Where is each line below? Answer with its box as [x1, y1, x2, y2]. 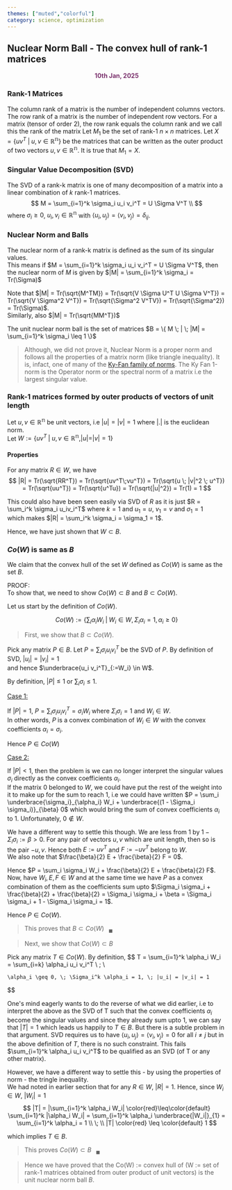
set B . [7, 568, 24, 577]
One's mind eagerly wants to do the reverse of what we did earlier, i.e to [7, 1000, 214, 1007]
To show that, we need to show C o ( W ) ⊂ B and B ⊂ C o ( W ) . [7, 588, 178, 597]
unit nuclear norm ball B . [24, 1175, 95, 1184]
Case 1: [7, 692, 28, 700]
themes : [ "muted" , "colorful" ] [7, 10, 95, 17]
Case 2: [7, 753, 30, 761]
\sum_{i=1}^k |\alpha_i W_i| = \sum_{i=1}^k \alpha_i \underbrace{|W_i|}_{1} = [8, 1112, 226, 1120]
